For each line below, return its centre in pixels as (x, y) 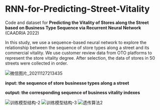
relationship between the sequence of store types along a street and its (77, 47)
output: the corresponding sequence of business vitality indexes (73, 92)
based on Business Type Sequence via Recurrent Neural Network (73, 27)
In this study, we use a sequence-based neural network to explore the (76, 42)
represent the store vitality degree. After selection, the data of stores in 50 (80, 58)
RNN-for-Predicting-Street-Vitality (78, 9)
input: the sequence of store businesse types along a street (67, 83)
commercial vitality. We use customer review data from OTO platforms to (79, 53)
